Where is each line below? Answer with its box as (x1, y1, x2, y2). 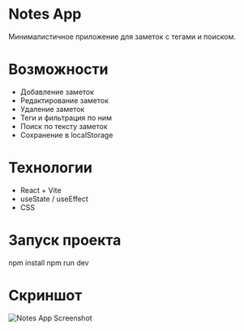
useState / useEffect (19, 194, 89, 204)
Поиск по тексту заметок (19, 121, 108, 131)
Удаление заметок (19, 104, 85, 114)
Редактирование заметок (19, 95, 109, 105)
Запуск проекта (8, 231, 122, 249)
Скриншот (8, 286, 83, 304)
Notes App (8, 5, 82, 24)
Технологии (8, 159, 93, 177)
